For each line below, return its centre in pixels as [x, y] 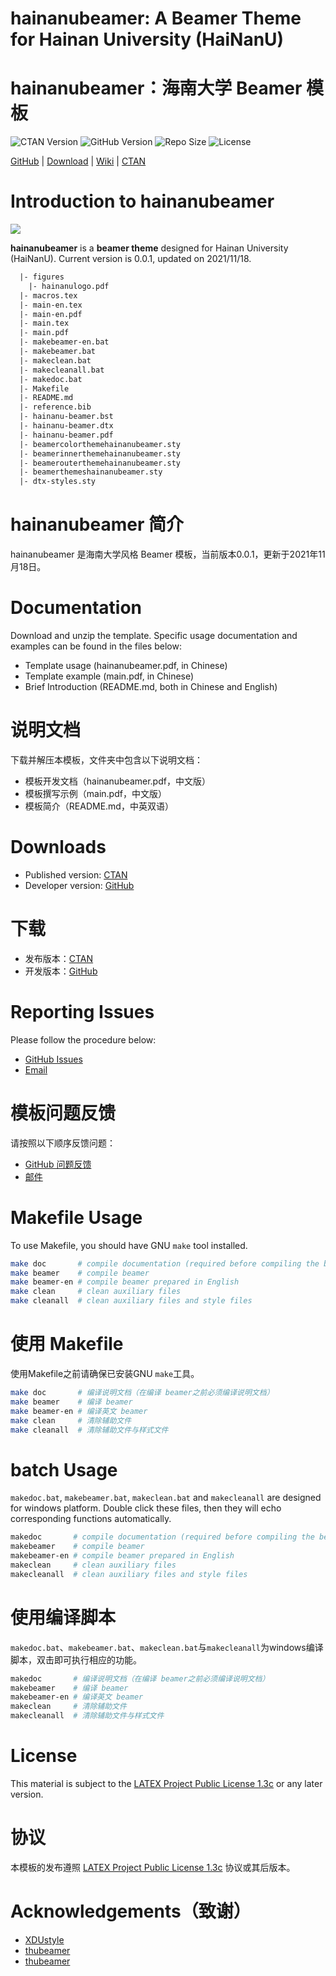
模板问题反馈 [63, 1113]
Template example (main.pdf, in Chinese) [109, 676]
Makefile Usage [76, 1217]
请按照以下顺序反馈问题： [63, 1143]
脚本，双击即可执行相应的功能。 [76, 1659]
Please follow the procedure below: [83, 1039]
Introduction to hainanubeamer [142, 201]
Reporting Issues [82, 1012]
